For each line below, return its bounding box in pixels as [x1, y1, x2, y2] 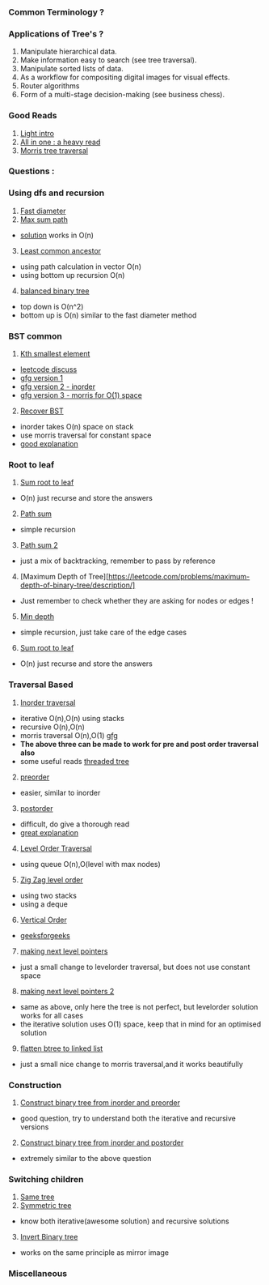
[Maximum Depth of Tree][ [19, 572, 109, 582]
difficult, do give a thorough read [19, 819, 130, 829]
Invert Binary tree [19, 1232, 78, 1242]
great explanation [19, 827, 79, 837]
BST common [8, 331, 62, 342]
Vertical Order [19, 915, 67, 924]
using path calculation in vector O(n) [19, 262, 142, 271]
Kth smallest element [19, 349, 90, 359]
